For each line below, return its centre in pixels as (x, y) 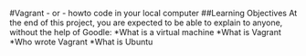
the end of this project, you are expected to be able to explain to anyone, (146, 23)
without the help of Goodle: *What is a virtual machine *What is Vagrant (145, 32)
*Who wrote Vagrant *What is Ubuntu (81, 42)
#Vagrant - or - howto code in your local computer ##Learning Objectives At (153, 13)
